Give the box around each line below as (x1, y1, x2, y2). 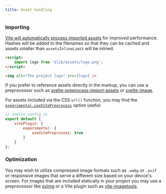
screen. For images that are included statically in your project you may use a (5, 178, 162, 184)
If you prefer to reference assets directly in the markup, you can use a (5, 82, 148, 88)
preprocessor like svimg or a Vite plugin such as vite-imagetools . (5, 183, 138, 189)
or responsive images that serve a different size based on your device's (5, 172, 152, 179)
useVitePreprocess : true (31, 130, 83, 135)
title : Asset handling (5, 7, 52, 12)
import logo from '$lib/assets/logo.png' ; (14, 60, 103, 65)
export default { (5, 117, 41, 122)
